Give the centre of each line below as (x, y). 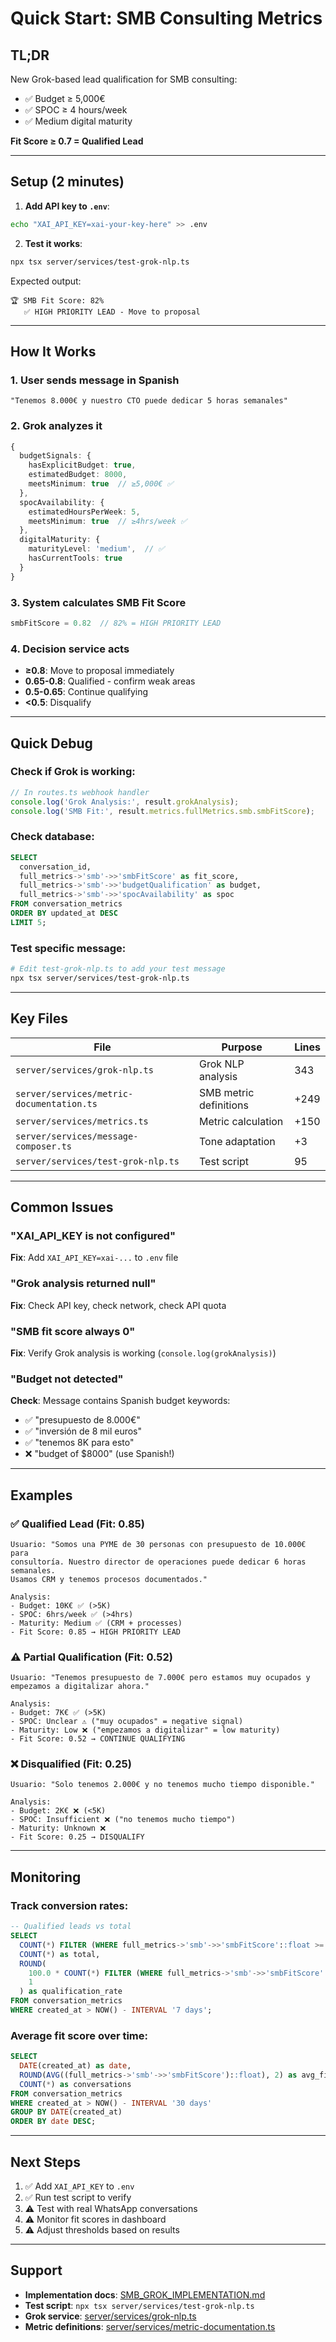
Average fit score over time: (79, 2035)
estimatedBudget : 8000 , (78, 475)
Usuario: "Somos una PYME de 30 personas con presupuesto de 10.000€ (158, 1544)
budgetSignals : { (55, 456)
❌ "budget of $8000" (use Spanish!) (99, 1454)
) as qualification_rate (71, 1992)
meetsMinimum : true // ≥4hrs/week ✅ (108, 521)
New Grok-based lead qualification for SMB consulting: (124, 79)
